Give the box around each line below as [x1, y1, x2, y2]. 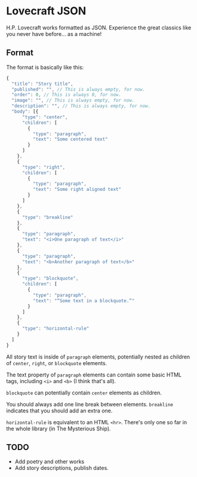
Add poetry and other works [14, 458, 85, 465]
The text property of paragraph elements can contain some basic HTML [6, 371, 182, 378]
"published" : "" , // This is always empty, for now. [11, 86, 146, 92]
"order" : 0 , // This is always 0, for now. [11, 92, 121, 98]
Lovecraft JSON [6, 4, 87, 18]
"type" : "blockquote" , [21, 275, 79, 282]
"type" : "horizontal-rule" [21, 326, 90, 332]
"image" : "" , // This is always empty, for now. [11, 98, 135, 104]
